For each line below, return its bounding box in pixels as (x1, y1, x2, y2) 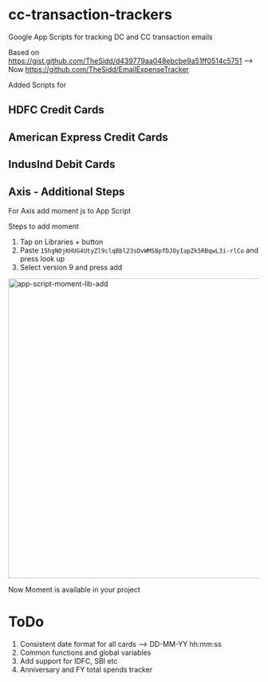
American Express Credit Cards (8, 130, 169, 144)
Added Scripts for (8, 80, 67, 90)
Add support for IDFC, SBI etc (19, 656, 118, 665)
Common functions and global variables (19, 648, 152, 657)
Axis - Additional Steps (8, 185, 125, 198)
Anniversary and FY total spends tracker (19, 664, 153, 674)
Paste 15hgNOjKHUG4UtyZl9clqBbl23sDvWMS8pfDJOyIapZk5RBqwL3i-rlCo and (19, 245, 259, 255)
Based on (8, 47, 40, 57)
